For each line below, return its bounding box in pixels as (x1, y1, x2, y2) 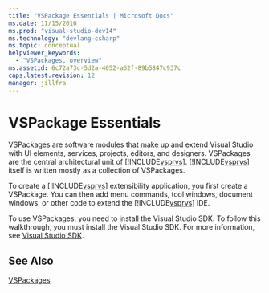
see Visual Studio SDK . (8, 230, 84, 241)
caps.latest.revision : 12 (8, 71, 95, 79)
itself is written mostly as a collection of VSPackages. (8, 165, 185, 175)
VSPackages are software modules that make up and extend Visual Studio (8, 140, 254, 149)
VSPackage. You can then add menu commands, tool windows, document (8, 189, 253, 199)
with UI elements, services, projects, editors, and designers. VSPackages (8, 149, 251, 158)
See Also (8, 254, 54, 267)
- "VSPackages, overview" (15, 57, 103, 65)
